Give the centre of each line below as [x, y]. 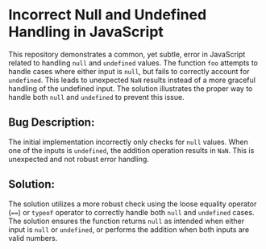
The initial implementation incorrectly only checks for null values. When [128, 142]
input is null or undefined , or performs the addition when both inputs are [129, 229]
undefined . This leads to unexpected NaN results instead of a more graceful [132, 80]
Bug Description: [52, 122]
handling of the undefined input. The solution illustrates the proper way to [131, 88]
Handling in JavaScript [86, 32]
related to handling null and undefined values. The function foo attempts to [133, 63]
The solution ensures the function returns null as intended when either [126, 221]
